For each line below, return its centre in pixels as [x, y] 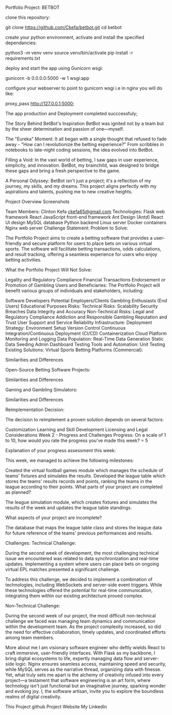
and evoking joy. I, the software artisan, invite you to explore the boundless [84, 691]
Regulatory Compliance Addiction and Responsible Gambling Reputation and [86, 317]
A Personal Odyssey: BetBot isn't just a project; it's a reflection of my [78, 181]
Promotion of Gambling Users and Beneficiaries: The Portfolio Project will [83, 285]
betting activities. [24, 260]
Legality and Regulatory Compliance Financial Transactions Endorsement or [85, 280]
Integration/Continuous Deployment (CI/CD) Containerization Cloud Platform [86, 333]
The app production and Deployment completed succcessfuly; [71, 113]
